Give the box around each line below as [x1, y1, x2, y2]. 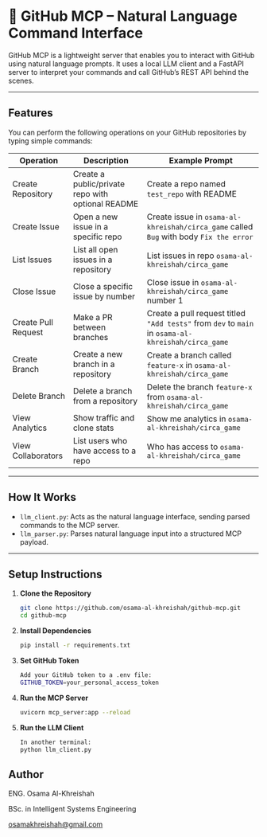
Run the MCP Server [19, 693, 89, 702]
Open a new [72, 211, 118, 222]
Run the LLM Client [19, 722, 84, 732]
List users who [72, 435, 128, 446]
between [72, 322, 106, 333]
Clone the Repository [19, 589, 91, 598]
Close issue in [146, 276, 199, 287]
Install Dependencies [19, 626, 91, 636]
